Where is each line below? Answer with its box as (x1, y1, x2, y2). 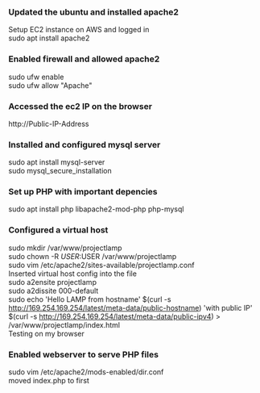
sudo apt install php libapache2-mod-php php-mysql (8, 204, 184, 214)
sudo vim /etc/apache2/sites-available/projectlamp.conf (8, 260, 195, 270)
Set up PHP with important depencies (8, 186, 158, 198)
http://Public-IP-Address (8, 119, 89, 128)
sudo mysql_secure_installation (8, 166, 112, 176)
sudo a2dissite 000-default (8, 286, 99, 295)
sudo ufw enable (8, 72, 64, 82)
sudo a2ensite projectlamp (8, 277, 97, 286)
